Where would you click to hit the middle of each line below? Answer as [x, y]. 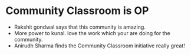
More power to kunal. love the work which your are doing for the [92, 33]
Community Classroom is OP [77, 11]
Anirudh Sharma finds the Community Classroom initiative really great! [99, 46]
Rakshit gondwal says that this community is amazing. [80, 27]
